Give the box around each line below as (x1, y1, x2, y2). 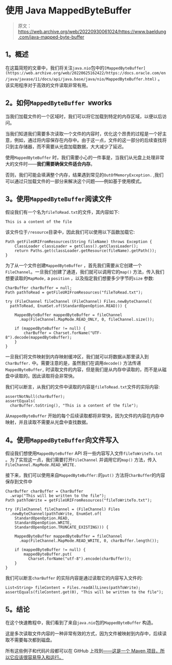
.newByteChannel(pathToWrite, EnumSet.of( (10, 511, 102, 516)
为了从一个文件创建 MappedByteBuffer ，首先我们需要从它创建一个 (5, 263, 142, 269)
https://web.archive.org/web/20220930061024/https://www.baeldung (17, 28, 166, 34)
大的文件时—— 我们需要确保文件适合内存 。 (5, 160, 95, 167)
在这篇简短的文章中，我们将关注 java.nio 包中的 (5, 65, 105, 71)
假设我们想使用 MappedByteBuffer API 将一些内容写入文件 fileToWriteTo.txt (5, 450, 163, 456)
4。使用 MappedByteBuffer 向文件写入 (5, 435, 119, 445)
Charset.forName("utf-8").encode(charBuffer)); (28, 556, 132, 562)
